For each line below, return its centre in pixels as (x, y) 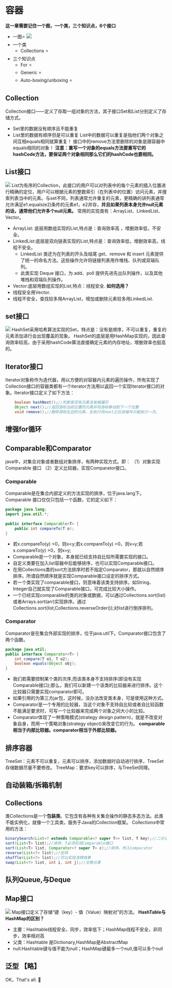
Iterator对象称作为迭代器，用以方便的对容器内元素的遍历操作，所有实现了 (82, 380)
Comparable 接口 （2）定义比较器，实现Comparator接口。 (67, 468)
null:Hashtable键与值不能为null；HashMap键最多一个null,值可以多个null (88, 949)
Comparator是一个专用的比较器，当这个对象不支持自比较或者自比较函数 (88, 704)
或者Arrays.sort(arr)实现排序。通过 (49, 601)
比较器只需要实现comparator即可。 (50, 692)
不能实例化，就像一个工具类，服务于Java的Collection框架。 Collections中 (83, 822)
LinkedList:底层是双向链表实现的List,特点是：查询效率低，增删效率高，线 (89, 241)
